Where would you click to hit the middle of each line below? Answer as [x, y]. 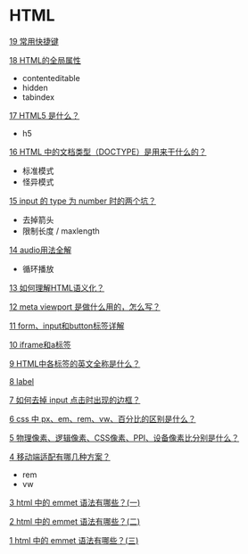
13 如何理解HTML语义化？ [57, 287]
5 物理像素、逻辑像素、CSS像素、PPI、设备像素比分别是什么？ [124, 437]
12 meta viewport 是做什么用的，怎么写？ [85, 306]
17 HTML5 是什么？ [45, 115]
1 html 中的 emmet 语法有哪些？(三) [74, 540]
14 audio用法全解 [41, 250]
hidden [35, 87]
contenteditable [51, 78]
